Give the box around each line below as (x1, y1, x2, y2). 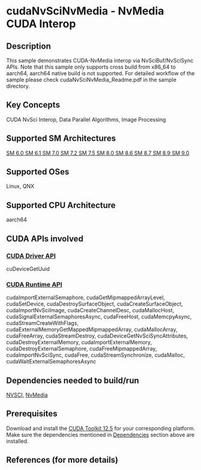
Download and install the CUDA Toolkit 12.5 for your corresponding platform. (6, 424, 196, 431)
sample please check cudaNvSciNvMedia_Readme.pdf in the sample (6, 76, 177, 83)
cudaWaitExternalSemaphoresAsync (6, 358, 97, 365)
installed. (6, 438, 29, 445)
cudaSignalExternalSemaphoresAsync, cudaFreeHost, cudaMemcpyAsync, (6, 313, 192, 320)
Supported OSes (6, 167, 70, 177)
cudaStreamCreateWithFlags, (6, 320, 79, 327)
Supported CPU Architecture (6, 200, 116, 210)
